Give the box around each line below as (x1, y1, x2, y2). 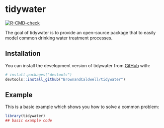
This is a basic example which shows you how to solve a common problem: (5, 104, 159, 110)
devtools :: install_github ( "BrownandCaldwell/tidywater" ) (5, 77, 126, 82)
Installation (5, 49, 41, 58)
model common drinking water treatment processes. (5, 35, 113, 41)
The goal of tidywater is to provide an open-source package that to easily (5, 29, 156, 35)
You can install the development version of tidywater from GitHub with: (5, 62, 150, 68)
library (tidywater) (5, 114, 46, 119)
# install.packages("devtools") (5, 72, 72, 77)
